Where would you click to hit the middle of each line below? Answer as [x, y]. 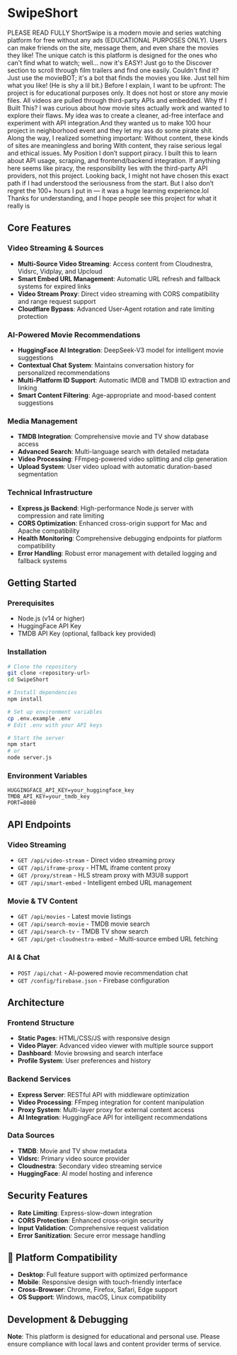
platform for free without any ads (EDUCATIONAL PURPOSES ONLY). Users [117, 40]
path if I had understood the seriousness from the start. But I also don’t [111, 183]
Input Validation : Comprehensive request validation [93, 1228]
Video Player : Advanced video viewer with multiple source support [115, 1045]
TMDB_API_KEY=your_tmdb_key [49, 797]
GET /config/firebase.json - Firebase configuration [93, 980]
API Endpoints [39, 824]
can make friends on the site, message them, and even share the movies [113, 47]
